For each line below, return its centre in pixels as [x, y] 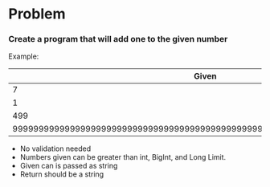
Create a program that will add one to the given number [118, 39]
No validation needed [55, 148]
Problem [37, 14]
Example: [24, 56]
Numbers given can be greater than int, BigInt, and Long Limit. [123, 157]
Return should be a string [62, 174]
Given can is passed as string [69, 166]
